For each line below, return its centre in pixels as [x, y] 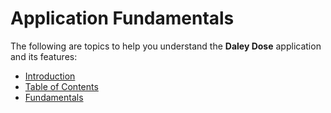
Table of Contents [61, 86]
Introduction [50, 76]
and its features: [44, 56]
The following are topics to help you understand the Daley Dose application [166, 46]
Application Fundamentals [122, 18]
